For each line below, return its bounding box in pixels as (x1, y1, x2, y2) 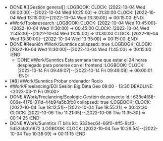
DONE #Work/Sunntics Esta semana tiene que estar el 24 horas (17, 57, 147, 63)
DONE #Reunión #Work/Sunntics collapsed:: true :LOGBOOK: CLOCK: (9, 41, 153, 47)
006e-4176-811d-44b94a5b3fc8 (9, 99, 76, 105)
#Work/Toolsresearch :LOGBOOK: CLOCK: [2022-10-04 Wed (9, 20, 135, 26)
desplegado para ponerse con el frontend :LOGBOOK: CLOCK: (17, 62, 145, 68)
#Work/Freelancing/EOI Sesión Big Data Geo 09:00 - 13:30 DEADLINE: (9, 83, 154, 89)
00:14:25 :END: (9, 115, 41, 121)
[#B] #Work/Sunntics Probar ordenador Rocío (9, 78, 103, 84)
